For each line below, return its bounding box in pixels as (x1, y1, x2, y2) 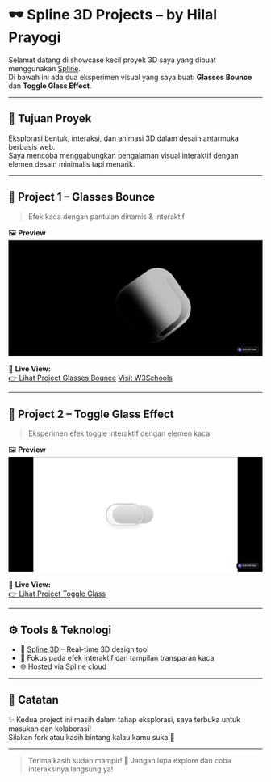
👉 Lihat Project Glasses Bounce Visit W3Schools (8, 373, 173, 383)
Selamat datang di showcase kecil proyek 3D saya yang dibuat (8, 55, 216, 65)
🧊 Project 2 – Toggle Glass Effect (8, 407, 174, 421)
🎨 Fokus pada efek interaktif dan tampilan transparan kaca (19, 653, 215, 662)
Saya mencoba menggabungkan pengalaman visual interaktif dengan (8, 150, 240, 160)
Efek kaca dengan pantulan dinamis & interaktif (27, 211, 186, 222)
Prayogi (8, 28, 61, 47)
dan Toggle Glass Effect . (8, 81, 92, 91)
